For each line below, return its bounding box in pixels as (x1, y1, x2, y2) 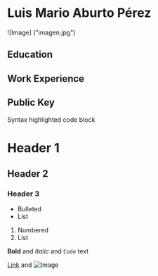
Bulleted (17, 205, 42, 213)
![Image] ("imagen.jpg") (7, 28, 76, 37)
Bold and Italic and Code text (7, 247, 89, 256)
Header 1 (7, 139, 60, 156)
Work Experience (7, 73, 85, 84)
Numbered (17, 226, 49, 234)
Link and (7, 261, 32, 269)
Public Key (7, 96, 55, 108)
